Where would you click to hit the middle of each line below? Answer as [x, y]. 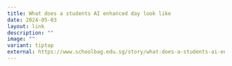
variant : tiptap [30, 45]
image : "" [21, 39]
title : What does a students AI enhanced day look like [89, 13]
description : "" [30, 33]
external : [21, 52]
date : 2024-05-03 [32, 20]
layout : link [26, 26]
